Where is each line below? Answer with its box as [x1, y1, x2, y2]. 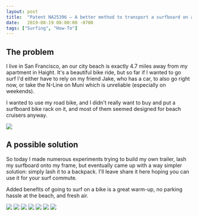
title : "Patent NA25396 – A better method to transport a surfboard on [6, 14, 189, 20]
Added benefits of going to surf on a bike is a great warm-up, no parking [6, 185, 183, 192]
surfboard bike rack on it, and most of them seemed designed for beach [6, 106, 181, 113]
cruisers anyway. [6, 112, 48, 119]
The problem [6, 47, 54, 57]
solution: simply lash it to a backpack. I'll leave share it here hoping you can [6, 168, 190, 175]
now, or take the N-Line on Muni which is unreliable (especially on [6, 81, 166, 89]
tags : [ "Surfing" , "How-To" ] [6, 25, 78, 31]
